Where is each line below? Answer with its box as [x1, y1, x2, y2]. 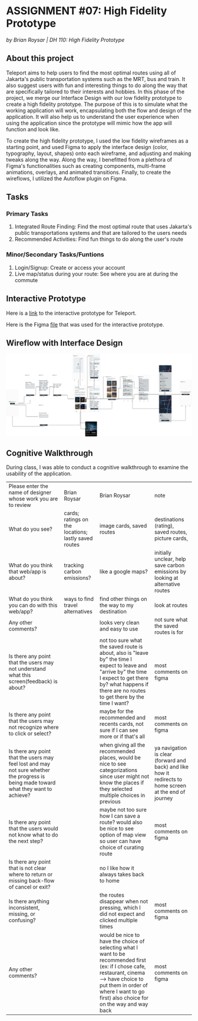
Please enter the [8, 482, 48, 489]
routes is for [154, 628, 184, 635]
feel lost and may [8, 760, 51, 767]
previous [99, 797, 121, 805]
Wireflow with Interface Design [6, 338, 123, 348]
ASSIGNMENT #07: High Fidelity [6, 4, 167, 18]
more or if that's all [99, 733, 146, 740]
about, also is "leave [99, 650, 148, 657]
